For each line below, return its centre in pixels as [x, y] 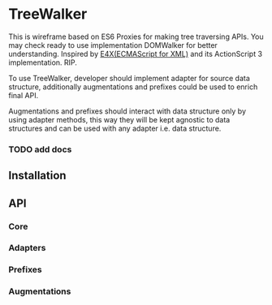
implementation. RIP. [43, 62]
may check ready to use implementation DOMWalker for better [113, 45]
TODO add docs [40, 149]
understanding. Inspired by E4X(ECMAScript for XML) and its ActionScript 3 [135, 54]
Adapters [27, 248]
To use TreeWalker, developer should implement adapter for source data [129, 78]
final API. [24, 95]
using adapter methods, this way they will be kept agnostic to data [119, 119]
